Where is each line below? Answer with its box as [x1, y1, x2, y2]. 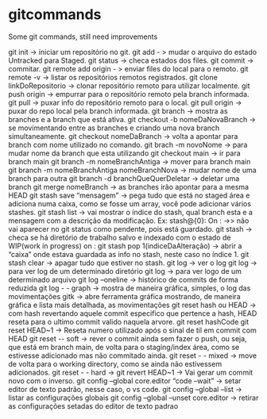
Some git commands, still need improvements [8, 32, 158, 41]
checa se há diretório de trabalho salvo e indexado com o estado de [8, 233, 231, 242]
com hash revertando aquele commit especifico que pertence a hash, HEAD [8, 308, 257, 318]
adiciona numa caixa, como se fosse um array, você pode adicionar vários [8, 198, 252, 208]
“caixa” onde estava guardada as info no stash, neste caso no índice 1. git [8, 249, 250, 259]
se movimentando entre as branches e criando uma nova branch [8, 123, 220, 133]
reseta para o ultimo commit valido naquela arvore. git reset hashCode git [8, 317, 250, 326]
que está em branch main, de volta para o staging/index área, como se [8, 342, 240, 352]
